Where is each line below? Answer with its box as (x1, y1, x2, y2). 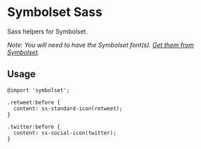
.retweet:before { (7, 99, 61, 106)
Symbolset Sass (7, 4, 103, 20)
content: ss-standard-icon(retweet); (13, 105, 123, 112)
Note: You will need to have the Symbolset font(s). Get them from (7, 40, 195, 49)
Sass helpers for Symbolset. (7, 27, 88, 36)
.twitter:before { (7, 123, 61, 130)
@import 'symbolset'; (7, 86, 70, 94)
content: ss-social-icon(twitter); (13, 130, 117, 136)
